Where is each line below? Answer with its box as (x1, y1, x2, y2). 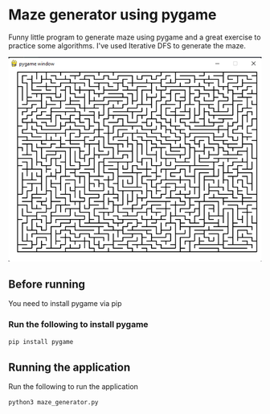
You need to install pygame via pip (8, 299, 122, 308)
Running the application (8, 360, 131, 374)
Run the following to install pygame (8, 319, 149, 330)
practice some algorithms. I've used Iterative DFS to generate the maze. (8, 40, 247, 50)
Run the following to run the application (8, 382, 139, 391)
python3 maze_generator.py (8, 399, 99, 407)
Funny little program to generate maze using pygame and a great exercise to (8, 32, 261, 42)
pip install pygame (8, 338, 74, 346)
